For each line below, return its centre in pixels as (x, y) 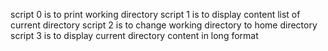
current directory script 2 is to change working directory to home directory (164, 25)
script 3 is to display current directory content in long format (134, 35)
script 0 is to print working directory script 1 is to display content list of (155, 14)
